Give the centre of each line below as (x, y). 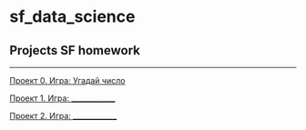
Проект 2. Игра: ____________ (63, 116)
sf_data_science (72, 17)
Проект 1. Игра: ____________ (62, 98)
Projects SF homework (75, 50)
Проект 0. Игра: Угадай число (67, 80)
